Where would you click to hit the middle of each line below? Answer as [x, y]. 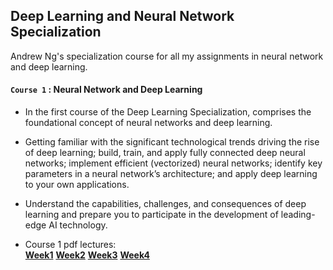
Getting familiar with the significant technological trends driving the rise [172, 142]
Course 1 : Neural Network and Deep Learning [106, 90]
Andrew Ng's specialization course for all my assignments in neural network [167, 56]
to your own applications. [77, 185]
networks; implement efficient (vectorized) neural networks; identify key [173, 163]
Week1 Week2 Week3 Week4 [87, 255]
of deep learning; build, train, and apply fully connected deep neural [165, 153]
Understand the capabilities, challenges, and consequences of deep [165, 204]
